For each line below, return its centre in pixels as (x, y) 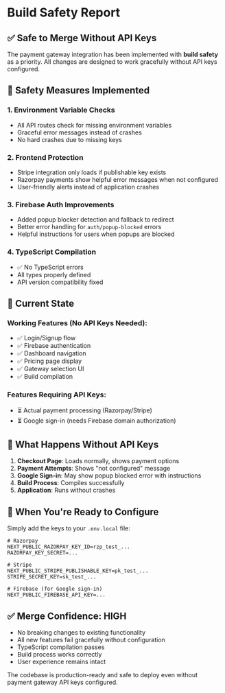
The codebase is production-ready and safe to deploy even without (102, 675)
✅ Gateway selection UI (50, 369)
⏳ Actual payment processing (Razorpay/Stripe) (85, 410)
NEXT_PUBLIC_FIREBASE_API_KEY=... (57, 595)
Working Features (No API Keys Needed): (77, 322)
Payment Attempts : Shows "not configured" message (94, 469)
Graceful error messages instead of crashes (79, 132)
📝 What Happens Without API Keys (83, 444)
